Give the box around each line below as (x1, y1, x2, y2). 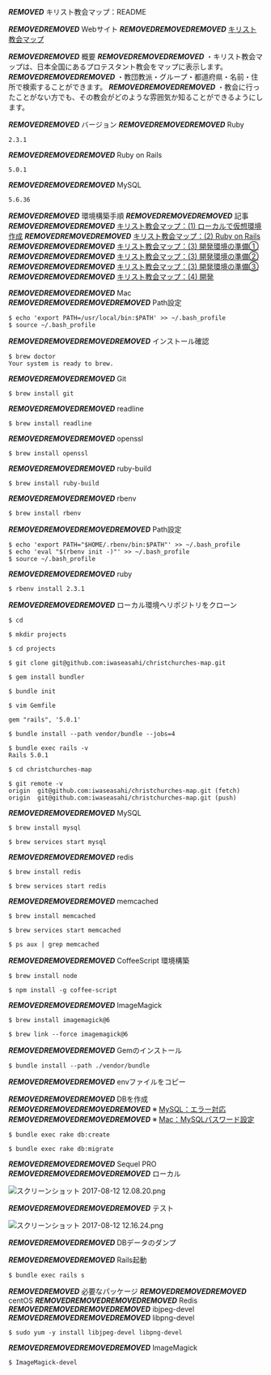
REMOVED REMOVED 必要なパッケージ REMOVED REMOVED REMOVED (8, 1287, 247, 1296)
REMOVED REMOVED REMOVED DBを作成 (8, 1094, 148, 1104)
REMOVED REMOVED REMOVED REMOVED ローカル (8, 1169, 181, 1179)
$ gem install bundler (8, 673, 85, 681)
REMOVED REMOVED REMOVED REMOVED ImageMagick (8, 1343, 198, 1352)
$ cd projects (8, 644, 57, 653)
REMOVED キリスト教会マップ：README (8, 7, 147, 16)
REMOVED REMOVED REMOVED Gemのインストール (8, 1045, 183, 1055)
